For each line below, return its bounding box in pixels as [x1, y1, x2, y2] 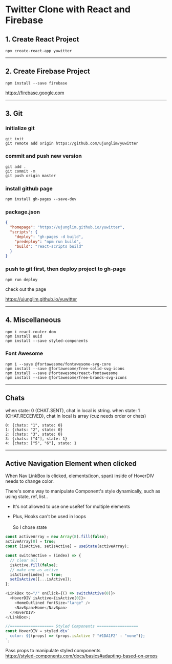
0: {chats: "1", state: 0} [5, 422, 63, 428]
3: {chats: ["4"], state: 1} [5, 436, 68, 441]
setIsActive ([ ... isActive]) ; [10, 577, 72, 582]
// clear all [10, 558, 38, 563]
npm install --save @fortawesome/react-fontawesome [5, 370, 118, 376]
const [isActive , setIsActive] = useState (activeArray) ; [5, 544, 130, 549]
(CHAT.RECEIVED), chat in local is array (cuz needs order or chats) [5, 413, 146, 419]
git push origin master [5, 173, 56, 178]
